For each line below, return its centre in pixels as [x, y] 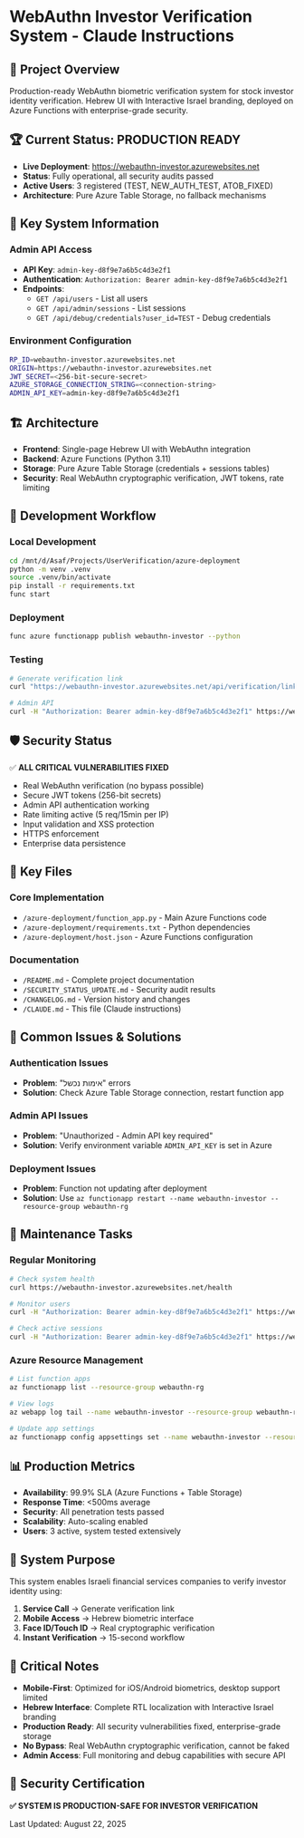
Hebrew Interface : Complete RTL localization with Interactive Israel [148, 1707]
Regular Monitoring [53, 1260]
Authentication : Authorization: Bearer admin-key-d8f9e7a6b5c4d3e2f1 [155, 279]
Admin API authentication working [86, 805]
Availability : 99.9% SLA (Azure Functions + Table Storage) [132, 1493]
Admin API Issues [49, 1116]
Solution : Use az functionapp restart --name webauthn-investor [144, 1198]
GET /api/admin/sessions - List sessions [111, 308]
